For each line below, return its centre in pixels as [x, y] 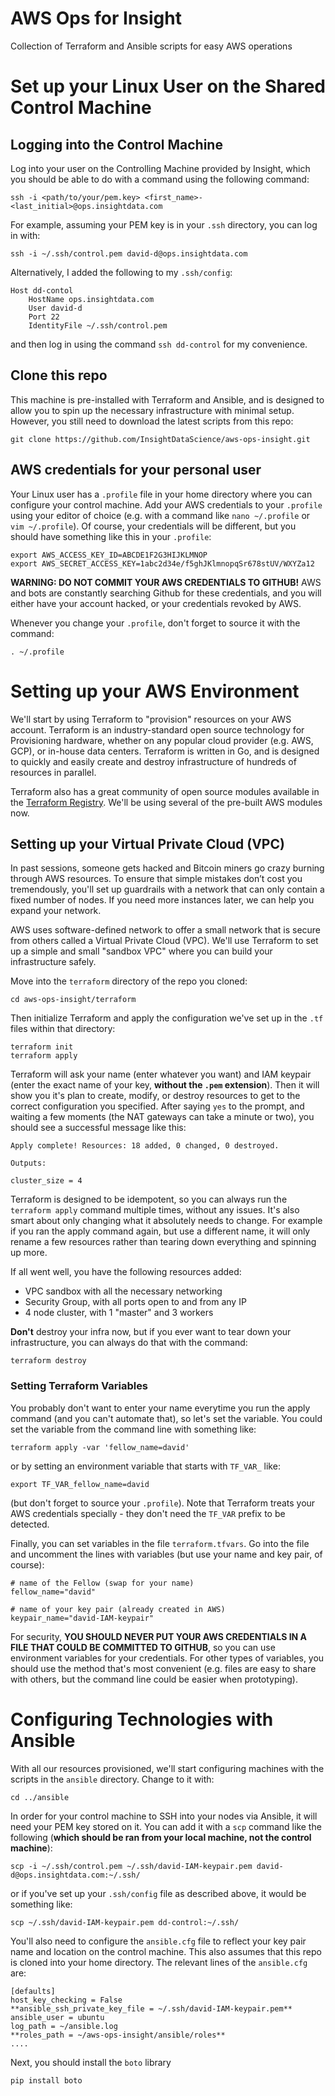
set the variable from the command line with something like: [133, 1429]
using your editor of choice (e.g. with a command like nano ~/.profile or [160, 515]
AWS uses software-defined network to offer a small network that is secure [166, 930]
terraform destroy [48, 1361]
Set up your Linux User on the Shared [168, 86]
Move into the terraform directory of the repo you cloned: [129, 981]
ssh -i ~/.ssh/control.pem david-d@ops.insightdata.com [129, 253]
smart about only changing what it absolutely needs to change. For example [166, 1221]
